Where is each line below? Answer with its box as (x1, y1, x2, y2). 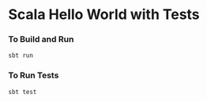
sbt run (8, 51, 34, 60)
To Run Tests (8, 70, 59, 81)
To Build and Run (8, 34, 74, 45)
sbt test (8, 88, 37, 96)
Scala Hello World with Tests (8, 6, 200, 24)
